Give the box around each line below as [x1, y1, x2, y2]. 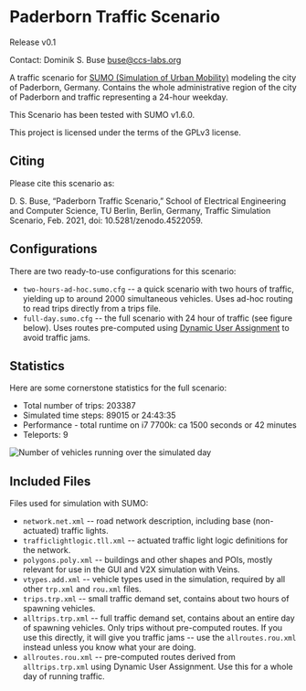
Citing [9, 154, 45, 169]
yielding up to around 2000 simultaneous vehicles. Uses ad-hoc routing [22, 292, 293, 303]
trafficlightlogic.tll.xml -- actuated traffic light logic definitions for [22, 535, 289, 546]
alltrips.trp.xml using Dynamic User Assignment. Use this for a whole [22, 661, 294, 673]
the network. [22, 545, 71, 556]
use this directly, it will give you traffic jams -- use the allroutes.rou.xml [22, 633, 297, 643]
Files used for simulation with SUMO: [9, 498, 149, 509]
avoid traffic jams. [22, 332, 91, 343]
